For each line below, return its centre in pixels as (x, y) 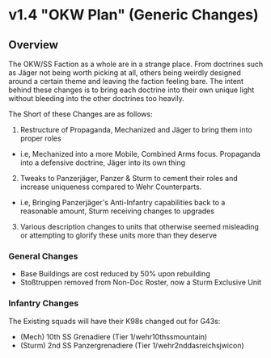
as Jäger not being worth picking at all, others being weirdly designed (125, 73)
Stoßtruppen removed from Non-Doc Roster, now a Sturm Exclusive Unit (140, 282)
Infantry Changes (44, 303)
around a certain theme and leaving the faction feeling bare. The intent (126, 81)
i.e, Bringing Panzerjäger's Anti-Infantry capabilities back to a (123, 202)
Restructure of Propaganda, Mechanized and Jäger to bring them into (136, 130)
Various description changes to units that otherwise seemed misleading (139, 227)
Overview (34, 45)
